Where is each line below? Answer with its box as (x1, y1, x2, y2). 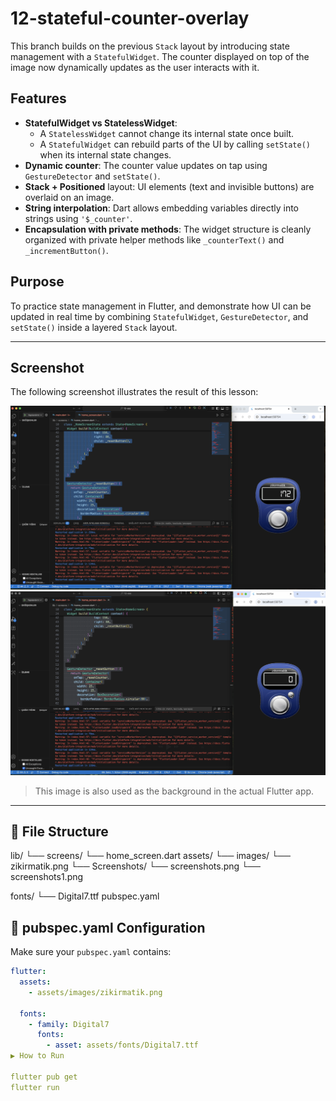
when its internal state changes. (39, 148, 172, 161)
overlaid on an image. (24, 191, 115, 203)
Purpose (10, 273, 65, 291)
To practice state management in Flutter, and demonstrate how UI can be (10, 300, 312, 312)
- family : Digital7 (28, 1019, 110, 1029)
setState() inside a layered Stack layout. (10, 321, 178, 333)
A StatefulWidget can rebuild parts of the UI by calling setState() (39, 138, 311, 150)
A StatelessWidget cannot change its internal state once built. (39, 127, 295, 139)
